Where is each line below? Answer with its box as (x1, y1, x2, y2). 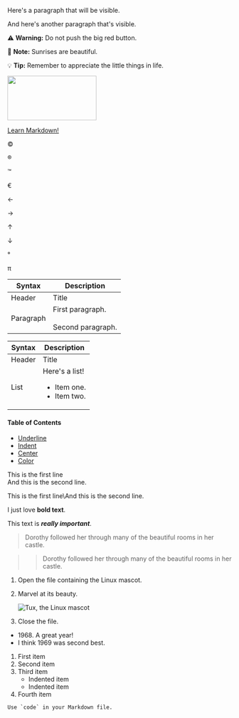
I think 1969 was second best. (17, 638, 105, 647)
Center (17, 449, 38, 458)
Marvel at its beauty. (17, 590, 78, 598)
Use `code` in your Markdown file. (7, 704, 113, 711)
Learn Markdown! (7, 126, 59, 134)
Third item (17, 667, 48, 676)
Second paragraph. (53, 322, 117, 332)
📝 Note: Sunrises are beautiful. (7, 48, 98, 56)
